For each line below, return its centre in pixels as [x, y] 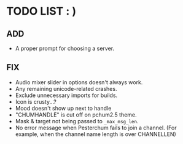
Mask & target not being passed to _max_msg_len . [77, 121]
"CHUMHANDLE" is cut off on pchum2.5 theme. [76, 115]
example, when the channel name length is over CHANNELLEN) [95, 134]
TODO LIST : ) [41, 11]
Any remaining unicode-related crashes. [66, 88]
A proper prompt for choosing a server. [65, 48]
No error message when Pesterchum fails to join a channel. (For [96, 128]
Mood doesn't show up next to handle [63, 108]
